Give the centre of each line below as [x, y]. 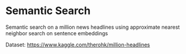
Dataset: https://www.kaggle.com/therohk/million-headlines [78, 45]
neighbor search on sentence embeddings [57, 33]
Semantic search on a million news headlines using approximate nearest [93, 27]
